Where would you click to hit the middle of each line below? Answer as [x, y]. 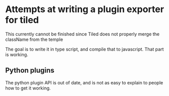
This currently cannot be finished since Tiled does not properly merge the [82, 34]
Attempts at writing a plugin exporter [85, 9]
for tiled [22, 20]
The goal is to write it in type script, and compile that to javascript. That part [84, 49]
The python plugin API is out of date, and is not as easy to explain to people [84, 82]
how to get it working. [28, 88]
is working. [17, 55]
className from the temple [34, 39]
